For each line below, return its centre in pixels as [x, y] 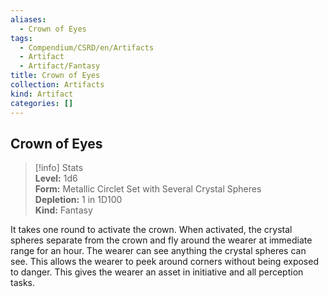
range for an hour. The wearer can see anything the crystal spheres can [158, 251]
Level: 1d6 [56, 178]
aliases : [28, 19]
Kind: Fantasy [63, 210]
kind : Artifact [42, 94]
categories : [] [42, 103]
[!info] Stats [59, 168]
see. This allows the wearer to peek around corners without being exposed [164, 262]
